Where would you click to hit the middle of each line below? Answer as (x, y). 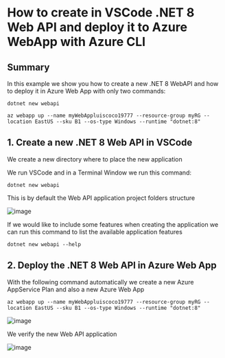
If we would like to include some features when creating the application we (113, 224)
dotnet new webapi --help (44, 244)
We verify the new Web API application (62, 334)
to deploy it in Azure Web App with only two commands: (86, 91)
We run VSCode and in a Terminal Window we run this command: (99, 172)
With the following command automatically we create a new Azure (100, 282)
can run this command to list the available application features (95, 232)
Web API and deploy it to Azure (97, 27)
